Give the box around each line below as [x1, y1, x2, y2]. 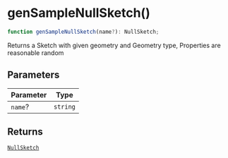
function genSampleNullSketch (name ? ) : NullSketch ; [7, 28, 160, 35]
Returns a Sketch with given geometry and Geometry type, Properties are [7, 41, 221, 49]
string [53, 102, 76, 111]
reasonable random [7, 48, 64, 57]
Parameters [7, 69, 60, 81]
